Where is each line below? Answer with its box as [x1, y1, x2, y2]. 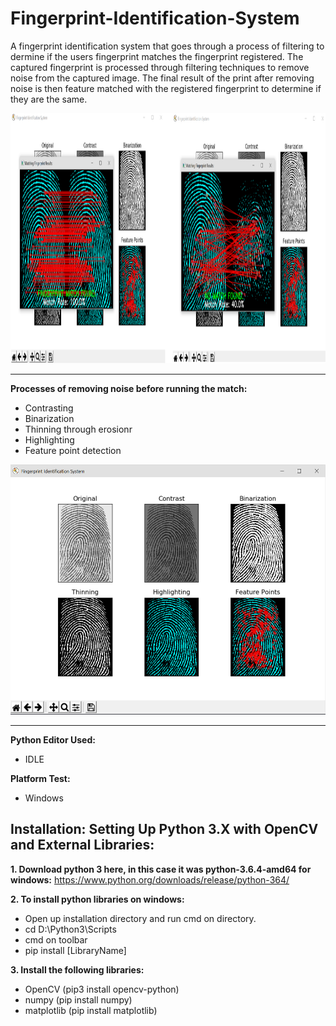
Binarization [24, 412, 75, 424]
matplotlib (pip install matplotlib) [24, 1004, 158, 1016]
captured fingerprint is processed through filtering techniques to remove [10, 61, 310, 73]
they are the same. [10, 93, 88, 105]
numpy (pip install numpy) [24, 993, 133, 1006]
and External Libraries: [10, 837, 155, 854]
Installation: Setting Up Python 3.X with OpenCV [10, 821, 319, 838]
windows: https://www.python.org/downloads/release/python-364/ [10, 873, 290, 886]
